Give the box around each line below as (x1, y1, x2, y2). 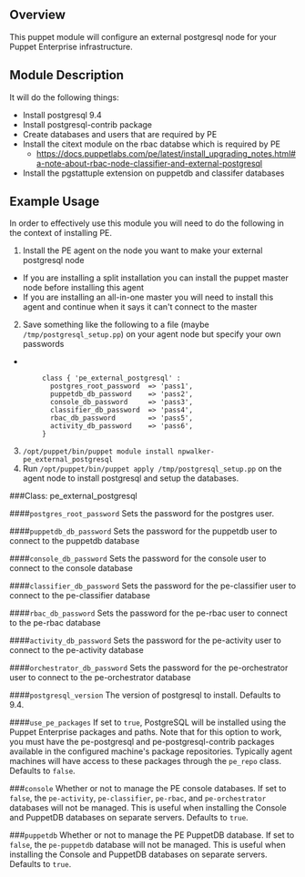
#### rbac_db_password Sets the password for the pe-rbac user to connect (9, 607, 289, 618)
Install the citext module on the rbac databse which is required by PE (22, 138, 280, 149)
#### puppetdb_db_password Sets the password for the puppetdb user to (9, 525, 278, 536)
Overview (9, 7, 66, 23)
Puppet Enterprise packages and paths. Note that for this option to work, (9, 727, 282, 738)
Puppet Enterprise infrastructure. (9, 41, 134, 52)
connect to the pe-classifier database (9, 590, 150, 601)
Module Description (9, 67, 125, 83)
